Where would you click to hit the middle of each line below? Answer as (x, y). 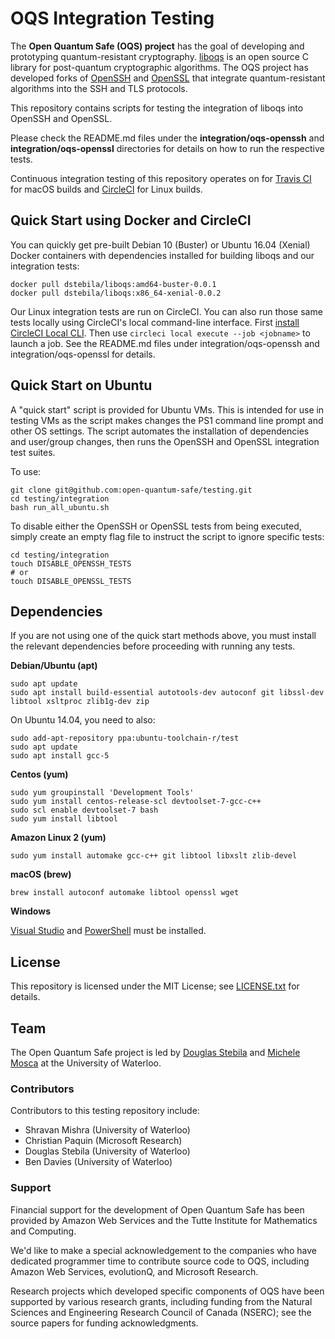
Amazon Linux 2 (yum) (58, 838)
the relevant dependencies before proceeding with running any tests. (153, 646)
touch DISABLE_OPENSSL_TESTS (71, 581)
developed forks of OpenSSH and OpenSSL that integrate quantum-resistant (168, 78)
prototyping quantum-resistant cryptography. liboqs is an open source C (160, 56)
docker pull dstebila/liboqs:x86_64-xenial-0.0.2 (116, 293)
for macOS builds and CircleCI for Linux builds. (106, 189)
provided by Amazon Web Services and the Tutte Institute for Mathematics (164, 1220)
